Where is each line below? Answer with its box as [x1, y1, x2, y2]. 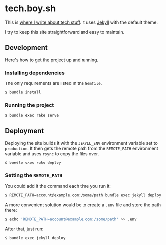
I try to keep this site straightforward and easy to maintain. [5, 29, 125, 35]
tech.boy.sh [5, 3, 56, 14]
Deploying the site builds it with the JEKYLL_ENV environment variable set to [5, 140, 158, 146]
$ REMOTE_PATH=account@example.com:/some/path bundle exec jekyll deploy [5, 193, 162, 198]
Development [5, 43, 48, 52]
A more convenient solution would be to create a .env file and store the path [5, 202, 161, 208]
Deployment [5, 127, 44, 135]
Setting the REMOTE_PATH [5, 172, 63, 179]
